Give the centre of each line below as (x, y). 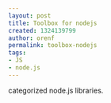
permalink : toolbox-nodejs (53, 46)
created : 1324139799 (42, 30)
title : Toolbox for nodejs (53, 23)
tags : (17, 53)
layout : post (30, 16)
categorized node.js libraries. (56, 90)
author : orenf (32, 38)
